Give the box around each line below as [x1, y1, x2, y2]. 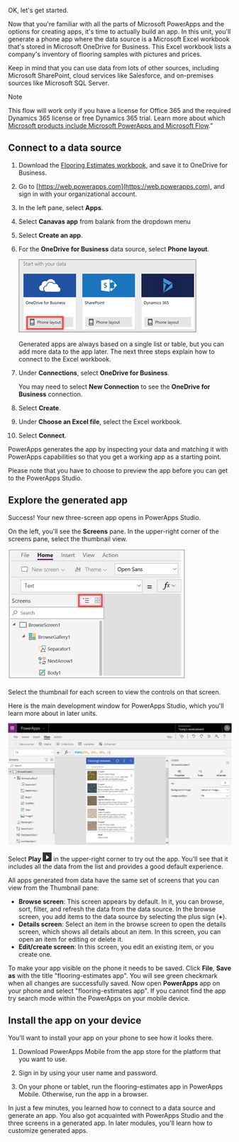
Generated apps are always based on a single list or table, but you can [18, 339, 224, 348]
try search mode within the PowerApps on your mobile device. [8, 994, 190, 1002]
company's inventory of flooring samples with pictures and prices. [8, 50, 202, 58]
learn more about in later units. [8, 709, 98, 717]
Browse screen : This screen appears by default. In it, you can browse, [18, 897, 224, 906]
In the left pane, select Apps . [18, 203, 104, 212]
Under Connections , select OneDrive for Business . [18, 369, 169, 377]
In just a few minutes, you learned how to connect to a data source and [8, 1104, 216, 1112]
